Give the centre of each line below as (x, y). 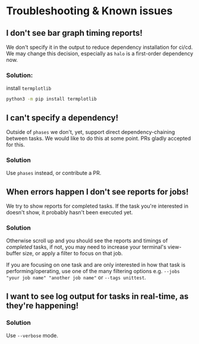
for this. (16, 145)
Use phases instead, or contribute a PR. (54, 173)
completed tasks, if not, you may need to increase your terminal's (86, 247)
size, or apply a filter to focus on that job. (72, 254)
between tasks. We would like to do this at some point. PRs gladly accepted (99, 138)
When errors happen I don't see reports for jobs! (97, 192)
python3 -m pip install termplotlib (51, 99)
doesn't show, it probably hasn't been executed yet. (70, 212)
